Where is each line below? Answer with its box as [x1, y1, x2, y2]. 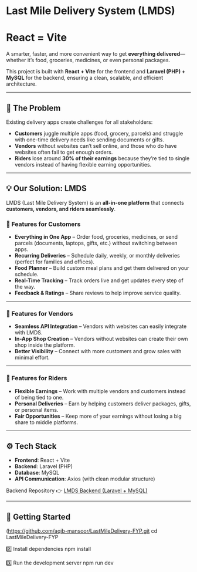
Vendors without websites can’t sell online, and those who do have [14, 142, 177, 149]
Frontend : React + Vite [14, 456, 70, 464]
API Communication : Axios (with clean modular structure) [14, 475, 155, 482]
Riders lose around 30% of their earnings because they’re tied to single [14, 154, 190, 162]
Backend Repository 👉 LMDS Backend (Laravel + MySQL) [6, 487, 148, 494]
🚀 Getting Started [6, 512, 71, 522]
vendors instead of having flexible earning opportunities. [14, 161, 152, 168]
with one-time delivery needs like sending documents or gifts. [14, 136, 164, 143]
